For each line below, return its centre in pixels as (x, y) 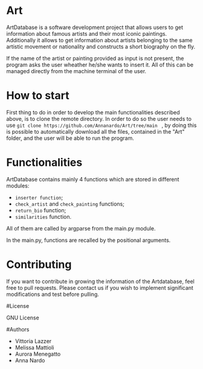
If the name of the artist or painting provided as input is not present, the (95, 58)
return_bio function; (40, 210)
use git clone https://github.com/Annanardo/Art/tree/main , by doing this (102, 125)
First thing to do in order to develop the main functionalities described (93, 112)
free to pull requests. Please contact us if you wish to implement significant (100, 287)
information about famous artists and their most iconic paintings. (87, 33)
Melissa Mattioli (34, 347)
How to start (38, 96)
